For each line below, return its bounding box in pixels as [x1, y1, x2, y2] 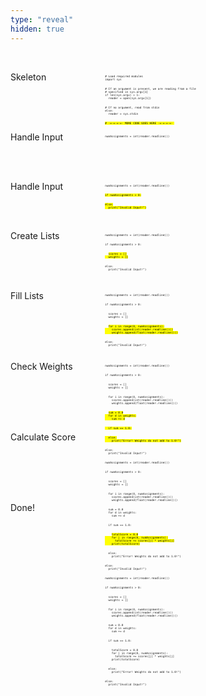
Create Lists [10, 229, 60, 241]
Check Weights [10, 360, 73, 372]
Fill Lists [10, 289, 44, 301]
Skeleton [10, 71, 47, 83]
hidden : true [10, 24, 65, 34]
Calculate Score [10, 431, 77, 443]
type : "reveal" [10, 14, 74, 25]
